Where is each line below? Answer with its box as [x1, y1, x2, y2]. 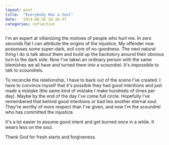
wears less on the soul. [5, 124, 53, 130]
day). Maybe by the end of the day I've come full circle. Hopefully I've [5, 93, 150, 99]
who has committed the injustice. [5, 109, 74, 115]
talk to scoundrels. [5, 67, 44, 74]
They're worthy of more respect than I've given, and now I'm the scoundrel [5, 104, 161, 110]
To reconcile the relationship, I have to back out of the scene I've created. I [5, 77, 161, 83]
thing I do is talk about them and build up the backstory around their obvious [5, 51, 164, 57]
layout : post [5, 7, 33, 13]
